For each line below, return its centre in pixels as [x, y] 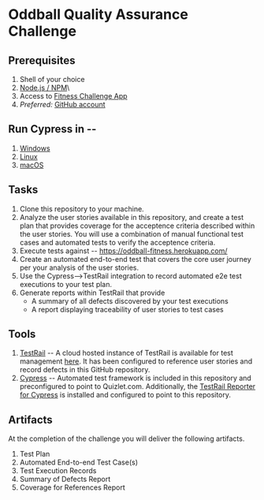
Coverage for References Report [72, 487]
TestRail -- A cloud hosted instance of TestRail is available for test [126, 353]
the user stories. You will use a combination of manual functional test [132, 233]
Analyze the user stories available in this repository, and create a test [132, 217]
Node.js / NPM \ [45, 88]
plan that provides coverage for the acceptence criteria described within [137, 226]
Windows [35, 148]
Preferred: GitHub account [62, 104]
